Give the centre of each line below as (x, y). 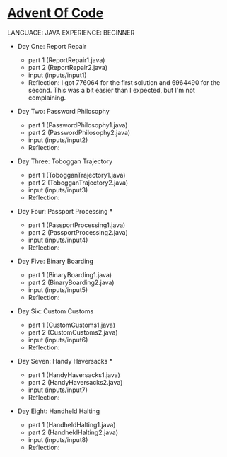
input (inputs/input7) (58, 390)
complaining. (47, 98)
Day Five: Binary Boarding (56, 261)
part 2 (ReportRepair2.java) (68, 67)
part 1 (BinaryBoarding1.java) (70, 274)
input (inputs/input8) (58, 439)
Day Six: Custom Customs (56, 311)
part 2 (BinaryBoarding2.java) (71, 282)
